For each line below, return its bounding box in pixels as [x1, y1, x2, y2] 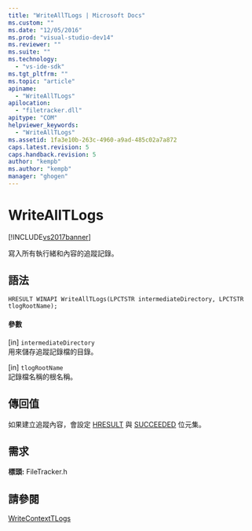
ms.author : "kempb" [8, 165, 72, 173]
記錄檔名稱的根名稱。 [8, 371, 77, 382]
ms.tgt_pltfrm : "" [8, 70, 68, 78]
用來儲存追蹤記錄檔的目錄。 [8, 347, 98, 356]
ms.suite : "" [8, 48, 51, 56]
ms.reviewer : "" [8, 41, 61, 49]
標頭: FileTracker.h [8, 467, 68, 477]
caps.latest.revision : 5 [8, 143, 89, 151]
